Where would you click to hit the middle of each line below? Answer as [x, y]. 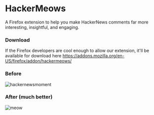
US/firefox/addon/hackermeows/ [39, 61]
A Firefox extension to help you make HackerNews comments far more [77, 22]
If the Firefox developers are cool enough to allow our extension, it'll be [77, 51]
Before [13, 74]
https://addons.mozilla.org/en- [93, 56]
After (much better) [29, 97]
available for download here [33, 56]
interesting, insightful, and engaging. [42, 27]
